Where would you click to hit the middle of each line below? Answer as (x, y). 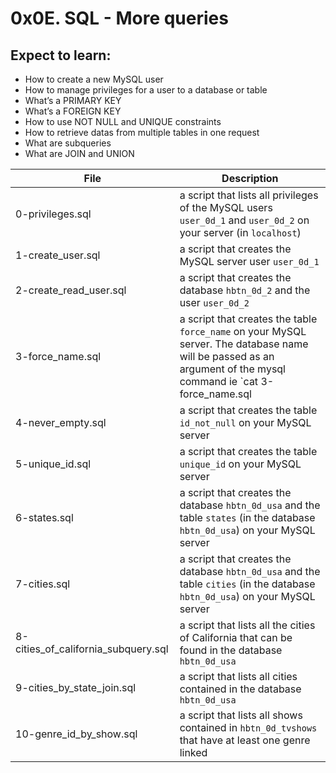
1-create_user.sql (58, 255)
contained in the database (240, 689)
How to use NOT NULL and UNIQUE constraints (123, 121)
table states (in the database (247, 517)
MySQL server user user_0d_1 (249, 261)
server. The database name (244, 344)
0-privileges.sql (53, 214)
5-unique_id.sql (53, 464)
